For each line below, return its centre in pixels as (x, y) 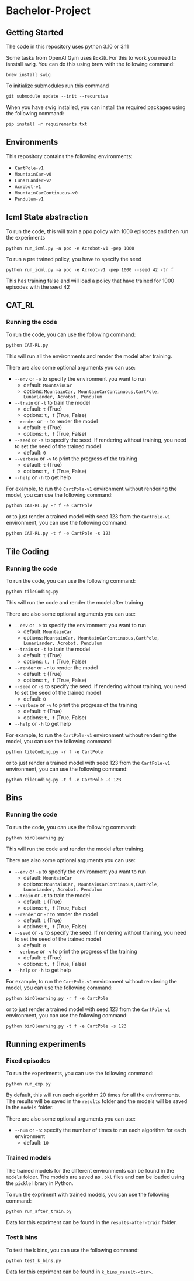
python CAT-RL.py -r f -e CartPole (49, 506)
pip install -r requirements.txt (47, 124)
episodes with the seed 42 (38, 287)
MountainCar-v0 (33, 174)
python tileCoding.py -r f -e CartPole (55, 752)
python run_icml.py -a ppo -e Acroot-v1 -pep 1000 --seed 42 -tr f (90, 270)
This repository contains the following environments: (69, 156)
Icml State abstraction (47, 217)
